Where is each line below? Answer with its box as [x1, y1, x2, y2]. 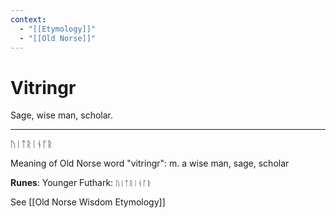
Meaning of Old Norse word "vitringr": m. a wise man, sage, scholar [10, 157, 290, 170]
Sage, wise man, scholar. [10, 109, 114, 121]
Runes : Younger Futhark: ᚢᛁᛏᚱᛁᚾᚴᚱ [10, 177, 152, 189]
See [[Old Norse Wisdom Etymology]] [10, 196, 166, 208]
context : [10, 14, 47, 25]
